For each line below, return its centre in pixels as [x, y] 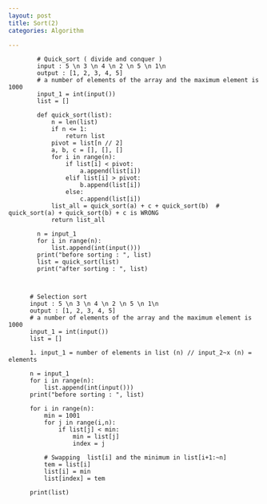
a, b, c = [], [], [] [87, 150]
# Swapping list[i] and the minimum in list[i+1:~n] [135, 458]
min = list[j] [96, 437]
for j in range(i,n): [80, 423]
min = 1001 [62, 416]
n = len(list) [74, 122]
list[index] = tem [74, 479]
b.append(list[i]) [110, 185]
